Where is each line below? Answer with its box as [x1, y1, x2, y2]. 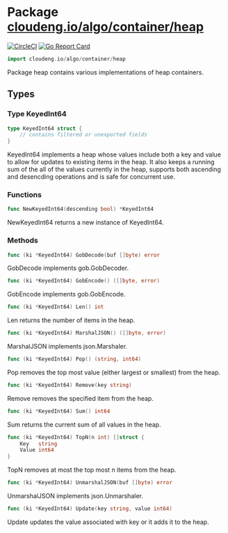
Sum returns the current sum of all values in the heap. [7, 420, 161, 429]
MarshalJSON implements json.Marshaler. [7, 342, 127, 351]
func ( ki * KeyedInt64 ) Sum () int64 [7, 408, 111, 415]
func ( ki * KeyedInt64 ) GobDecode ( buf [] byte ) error [7, 251, 160, 258]
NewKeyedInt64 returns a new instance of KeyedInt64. [7, 218, 165, 227]
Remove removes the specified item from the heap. [7, 394, 154, 402]
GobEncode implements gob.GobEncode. [7, 290, 126, 299]
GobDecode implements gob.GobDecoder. [7, 264, 129, 272]
